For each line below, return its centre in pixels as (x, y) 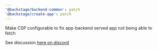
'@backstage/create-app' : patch (38, 14)
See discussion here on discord (37, 42)
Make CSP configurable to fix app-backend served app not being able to (79, 28)
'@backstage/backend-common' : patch (43, 9)
